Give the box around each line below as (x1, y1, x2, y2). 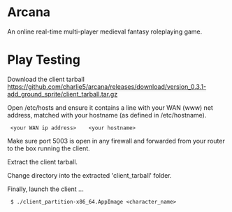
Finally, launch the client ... (7, 185, 84, 193)
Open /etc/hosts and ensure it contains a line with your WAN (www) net (7, 103, 213, 112)
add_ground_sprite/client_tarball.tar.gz (7, 90, 118, 98)
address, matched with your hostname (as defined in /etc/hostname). (7, 111, 207, 119)
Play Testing (7, 52, 80, 68)
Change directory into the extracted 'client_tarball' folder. (7, 171, 172, 179)
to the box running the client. (7, 144, 91, 153)
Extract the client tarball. (7, 157, 78, 166)
